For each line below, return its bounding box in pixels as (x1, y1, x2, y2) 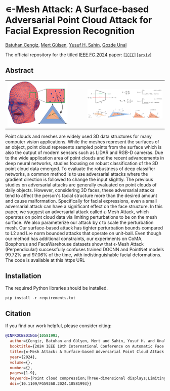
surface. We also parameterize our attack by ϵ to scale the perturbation (5, 219, 154, 225)
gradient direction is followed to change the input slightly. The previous (5, 176, 153, 182)
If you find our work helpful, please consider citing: (5, 323, 112, 329)
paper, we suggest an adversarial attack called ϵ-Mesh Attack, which (5, 209, 149, 215)
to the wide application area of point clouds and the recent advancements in (5, 154, 164, 161)
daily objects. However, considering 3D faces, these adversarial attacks (5, 187, 155, 193)
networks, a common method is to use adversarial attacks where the (5, 171, 148, 177)
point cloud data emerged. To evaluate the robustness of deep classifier (5, 166, 156, 172)
